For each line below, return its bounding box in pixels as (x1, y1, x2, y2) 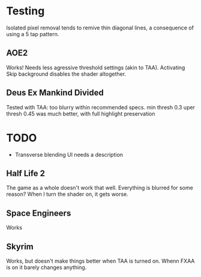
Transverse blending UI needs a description (14, 151, 124, 158)
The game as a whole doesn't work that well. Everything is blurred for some (6, 184, 193, 192)
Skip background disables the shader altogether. (6, 70, 127, 78)
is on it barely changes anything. (6, 263, 87, 271)
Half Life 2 (6, 168, 46, 178)
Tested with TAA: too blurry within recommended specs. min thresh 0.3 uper (6, 103, 195, 111)
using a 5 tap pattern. (6, 30, 59, 37)
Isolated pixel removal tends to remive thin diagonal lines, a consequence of (6, 24, 194, 31)
